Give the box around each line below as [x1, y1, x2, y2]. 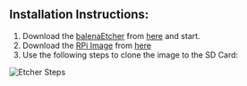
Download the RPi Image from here [21, 40, 152, 51]
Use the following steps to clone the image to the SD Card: [21, 49, 239, 60]
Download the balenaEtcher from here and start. [21, 30, 200, 41]
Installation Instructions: [9, 7, 149, 22]
